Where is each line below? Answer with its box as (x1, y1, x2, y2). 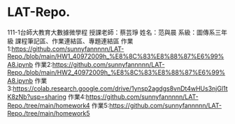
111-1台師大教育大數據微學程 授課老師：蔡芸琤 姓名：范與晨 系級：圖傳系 (7, 28, 215, 36)
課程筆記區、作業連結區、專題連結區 (15, 36, 120, 45)
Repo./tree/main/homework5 (7, 109, 90, 117)
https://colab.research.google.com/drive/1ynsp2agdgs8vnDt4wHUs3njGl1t (13, 84, 228, 93)
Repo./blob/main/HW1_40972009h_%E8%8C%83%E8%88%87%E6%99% (7, 52, 225, 60)
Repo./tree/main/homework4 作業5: (7, 101, 110, 109)
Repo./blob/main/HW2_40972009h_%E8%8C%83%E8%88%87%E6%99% (7, 68, 226, 77)
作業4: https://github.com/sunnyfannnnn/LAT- (67, 92, 199, 101)
